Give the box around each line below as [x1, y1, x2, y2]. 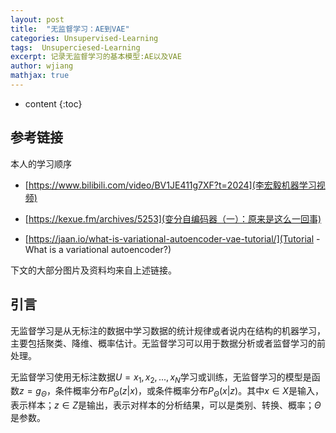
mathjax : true [10, 71, 70, 81]
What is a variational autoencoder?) [24, 243, 172, 255]
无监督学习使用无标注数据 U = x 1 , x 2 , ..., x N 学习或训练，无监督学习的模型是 [10, 371, 312, 385]
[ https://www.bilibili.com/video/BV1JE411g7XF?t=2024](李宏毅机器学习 [24, 179, 317, 191]
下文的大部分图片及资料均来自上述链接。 [10, 264, 177, 276]
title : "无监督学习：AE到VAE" [10, 24, 130, 34]
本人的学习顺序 [10, 157, 72, 170]
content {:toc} [24, 97, 83, 110]
